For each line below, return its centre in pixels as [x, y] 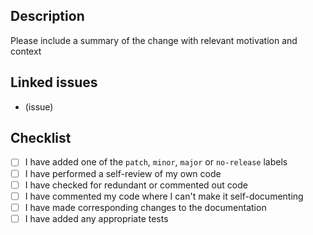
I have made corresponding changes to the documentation [145, 207]
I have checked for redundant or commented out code [136, 185]
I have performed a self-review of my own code [123, 173]
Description [47, 16]
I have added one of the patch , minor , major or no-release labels [156, 162]
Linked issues [54, 82]
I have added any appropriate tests [96, 218]
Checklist [41, 138]
